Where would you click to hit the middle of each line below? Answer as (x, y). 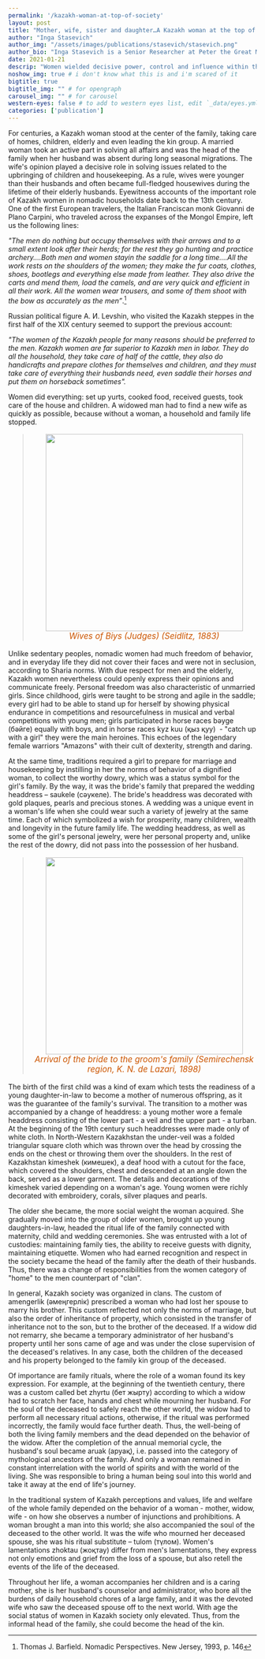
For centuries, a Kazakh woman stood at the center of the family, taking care (132, 133)
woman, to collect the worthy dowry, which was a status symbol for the (124, 778)
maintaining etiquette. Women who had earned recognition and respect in (128, 1253)
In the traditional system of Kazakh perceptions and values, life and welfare (131, 1500)
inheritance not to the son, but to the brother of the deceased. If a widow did (132, 1326)
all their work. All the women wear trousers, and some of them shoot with (127, 291)
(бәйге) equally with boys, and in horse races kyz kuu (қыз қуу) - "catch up (132, 729)
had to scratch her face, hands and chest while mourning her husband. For (130, 1400)
